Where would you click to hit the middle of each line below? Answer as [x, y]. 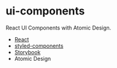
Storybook [27, 52]
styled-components [39, 46]
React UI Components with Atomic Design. [58, 28]
